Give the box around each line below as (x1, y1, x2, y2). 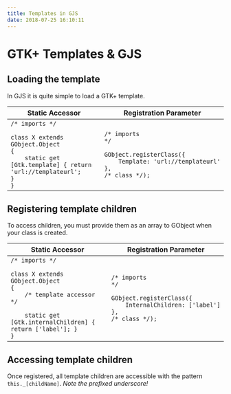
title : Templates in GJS (7, 10, 78, 17)
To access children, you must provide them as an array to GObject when (7, 221, 212, 230)
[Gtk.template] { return (10, 161, 92, 168)
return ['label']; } (10, 325, 78, 333)
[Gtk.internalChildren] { (10, 318, 96, 327)
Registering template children (7, 203, 137, 215)
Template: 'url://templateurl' (118, 157, 221, 165)
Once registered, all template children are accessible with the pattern (7, 372, 203, 380)
